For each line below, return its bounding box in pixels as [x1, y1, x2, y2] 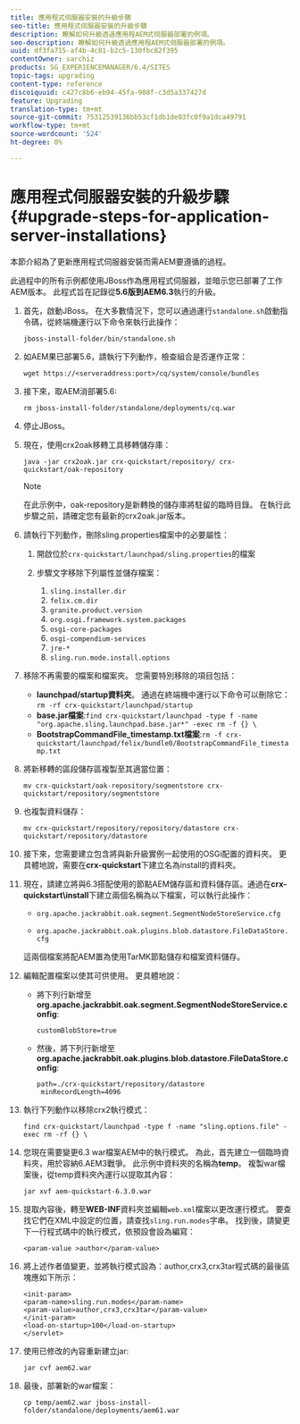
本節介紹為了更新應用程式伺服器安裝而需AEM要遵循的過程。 [10, 256, 231, 266]
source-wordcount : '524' [10, 130, 103, 139]
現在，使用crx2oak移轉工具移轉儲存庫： [22, 439, 171, 450]
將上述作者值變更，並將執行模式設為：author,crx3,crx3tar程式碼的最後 [22, 1260, 282, 1271]
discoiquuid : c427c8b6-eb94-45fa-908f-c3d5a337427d [10, 88, 206, 97]
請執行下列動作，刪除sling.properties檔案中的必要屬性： [22, 529, 230, 540]
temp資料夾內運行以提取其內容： [54, 1168, 176, 1180]
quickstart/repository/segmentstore [22, 788, 160, 798]
